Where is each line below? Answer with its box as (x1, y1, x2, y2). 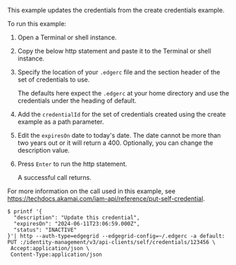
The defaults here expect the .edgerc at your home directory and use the (17, 89, 230, 97)
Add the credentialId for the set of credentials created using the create (17, 110, 226, 118)
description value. (17, 146, 70, 154)
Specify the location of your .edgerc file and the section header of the (17, 68, 221, 76)
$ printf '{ (7, 208, 42, 215)
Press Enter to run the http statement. (17, 160, 128, 168)
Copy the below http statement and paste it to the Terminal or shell (17, 47, 211, 55)
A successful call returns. (17, 174, 92, 181)
